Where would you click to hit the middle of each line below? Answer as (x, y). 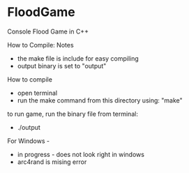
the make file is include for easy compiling (78, 58)
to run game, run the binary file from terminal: (73, 114)
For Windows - (29, 141)
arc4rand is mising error (52, 162)
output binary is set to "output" (62, 66)
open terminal (37, 93)
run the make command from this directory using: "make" (100, 100)
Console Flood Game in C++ (48, 31)
